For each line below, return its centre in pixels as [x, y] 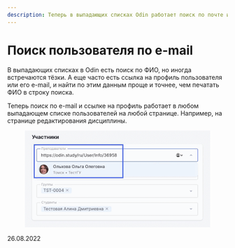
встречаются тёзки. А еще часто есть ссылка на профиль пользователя [115, 77]
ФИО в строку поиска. [41, 92]
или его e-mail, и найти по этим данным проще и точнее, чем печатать [113, 85]
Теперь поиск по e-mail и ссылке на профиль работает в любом [103, 106]
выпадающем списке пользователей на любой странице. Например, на [115, 113]
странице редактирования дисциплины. [67, 120]
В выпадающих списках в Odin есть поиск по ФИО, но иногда [100, 69]
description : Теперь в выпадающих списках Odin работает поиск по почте [115, 15]
